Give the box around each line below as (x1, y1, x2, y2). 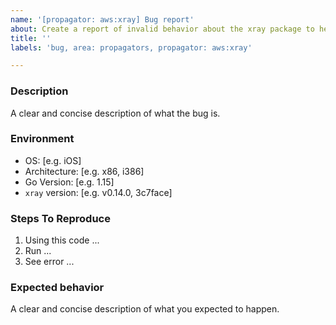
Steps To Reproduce (10, 211, 111, 225)
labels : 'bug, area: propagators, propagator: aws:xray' (10, 42, 253, 53)
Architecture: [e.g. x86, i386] (24, 165, 145, 177)
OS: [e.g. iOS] (24, 154, 82, 166)
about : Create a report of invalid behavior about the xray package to (10, 24, 315, 34)
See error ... (24, 256, 75, 268)
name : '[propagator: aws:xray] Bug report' (10, 14, 195, 25)
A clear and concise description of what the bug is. (10, 107, 221, 119)
